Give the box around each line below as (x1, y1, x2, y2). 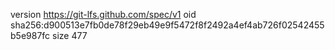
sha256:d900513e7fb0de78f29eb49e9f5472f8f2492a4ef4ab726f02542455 (10, 19, 325, 31)
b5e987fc (10, 30, 51, 41)
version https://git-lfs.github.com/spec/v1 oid (10, 9, 197, 20)
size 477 (52, 30, 88, 41)
